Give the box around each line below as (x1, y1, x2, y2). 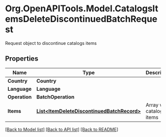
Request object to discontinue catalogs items (5, 40, 97, 46)
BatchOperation (36, 93, 75, 100)
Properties (5, 55, 39, 63)
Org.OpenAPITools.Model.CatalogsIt (5, 3, 159, 14)
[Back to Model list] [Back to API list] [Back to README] (5, 126, 119, 132)
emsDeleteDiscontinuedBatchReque (5, 13, 158, 25)
